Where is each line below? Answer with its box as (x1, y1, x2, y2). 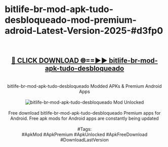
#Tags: (77, 126, 92, 132)
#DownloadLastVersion (60, 136, 109, 142)
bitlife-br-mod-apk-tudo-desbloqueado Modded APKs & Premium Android (7, 83, 162, 89)
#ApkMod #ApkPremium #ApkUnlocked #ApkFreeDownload (21, 131, 148, 137)
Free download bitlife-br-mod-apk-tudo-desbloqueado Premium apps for (8, 110, 161, 116)
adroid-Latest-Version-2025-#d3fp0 (5, 25, 163, 36)
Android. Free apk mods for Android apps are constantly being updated (10, 115, 159, 121)
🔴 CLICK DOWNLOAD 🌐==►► (11, 57, 108, 65)
